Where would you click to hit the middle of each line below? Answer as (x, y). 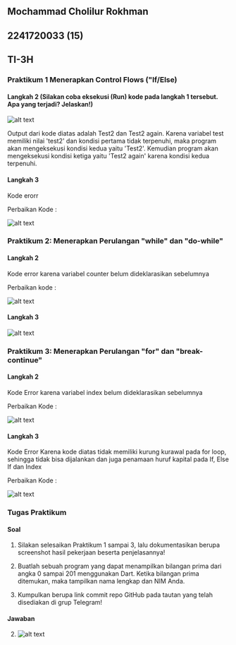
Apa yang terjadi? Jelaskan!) (50, 104)
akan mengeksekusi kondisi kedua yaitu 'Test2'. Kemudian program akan (113, 148)
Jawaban (21, 618)
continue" (25, 360)
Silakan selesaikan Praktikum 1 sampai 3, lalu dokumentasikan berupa (119, 545)
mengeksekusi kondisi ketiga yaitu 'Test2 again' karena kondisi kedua (108, 156)
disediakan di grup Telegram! (60, 603)
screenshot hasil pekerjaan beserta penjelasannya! (91, 552)
